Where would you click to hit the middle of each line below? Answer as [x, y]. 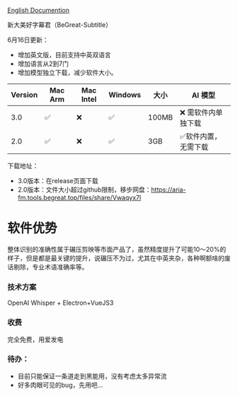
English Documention [38, 10]
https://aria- [169, 190]
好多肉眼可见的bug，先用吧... [60, 385]
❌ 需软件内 [198, 112]
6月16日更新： [28, 40]
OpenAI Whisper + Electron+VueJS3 [61, 303]
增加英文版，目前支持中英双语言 [64, 55]
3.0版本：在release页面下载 [58, 181]
